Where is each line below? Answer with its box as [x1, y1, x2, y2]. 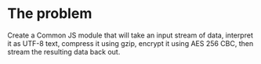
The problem [7, 5, 92, 23]
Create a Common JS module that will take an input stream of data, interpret [7, 30, 254, 40]
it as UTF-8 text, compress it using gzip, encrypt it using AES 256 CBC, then [7, 38, 254, 48]
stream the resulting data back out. [7, 47, 121, 56]
